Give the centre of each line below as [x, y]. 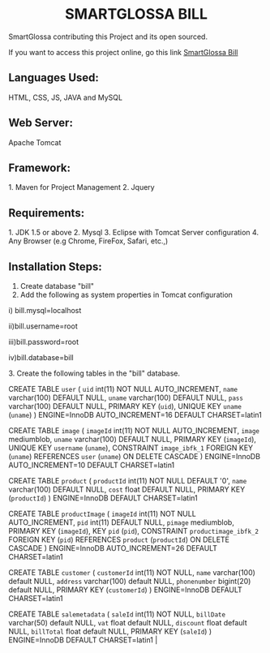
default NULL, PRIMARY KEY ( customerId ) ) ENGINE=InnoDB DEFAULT [126, 590]
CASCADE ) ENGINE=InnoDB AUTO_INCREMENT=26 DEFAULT [113, 548]
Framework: [40, 168]
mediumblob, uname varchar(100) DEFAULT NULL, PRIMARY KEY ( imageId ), [133, 439]
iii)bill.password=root [44, 342]
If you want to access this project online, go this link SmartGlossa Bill [123, 52]
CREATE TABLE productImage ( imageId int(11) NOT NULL [102, 513]
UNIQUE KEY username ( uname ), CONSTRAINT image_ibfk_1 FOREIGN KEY [131, 448]
